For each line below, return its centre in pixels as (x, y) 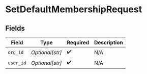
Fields (15, 28)
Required (78, 43)
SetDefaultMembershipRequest (74, 9)
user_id (17, 63)
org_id (16, 52)
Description (108, 43)
